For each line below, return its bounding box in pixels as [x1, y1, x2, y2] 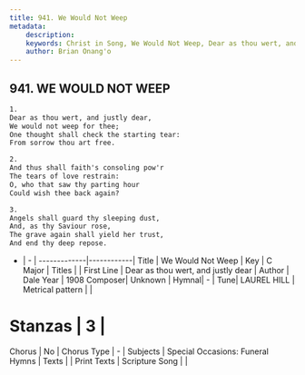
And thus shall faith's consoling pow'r [9, 163, 165, 173]
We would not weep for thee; [9, 122, 120, 131]
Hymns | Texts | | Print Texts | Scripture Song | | [9, 356, 188, 366]
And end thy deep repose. [9, 239, 107, 248]
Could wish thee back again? [9, 188, 120, 198]
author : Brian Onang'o [25, 47, 112, 56]
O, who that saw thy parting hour [9, 180, 141, 189]
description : [25, 30, 75, 39]
